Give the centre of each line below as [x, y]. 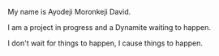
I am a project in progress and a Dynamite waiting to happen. [109, 27]
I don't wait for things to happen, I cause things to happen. [105, 43]
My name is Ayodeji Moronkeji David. [69, 12]
